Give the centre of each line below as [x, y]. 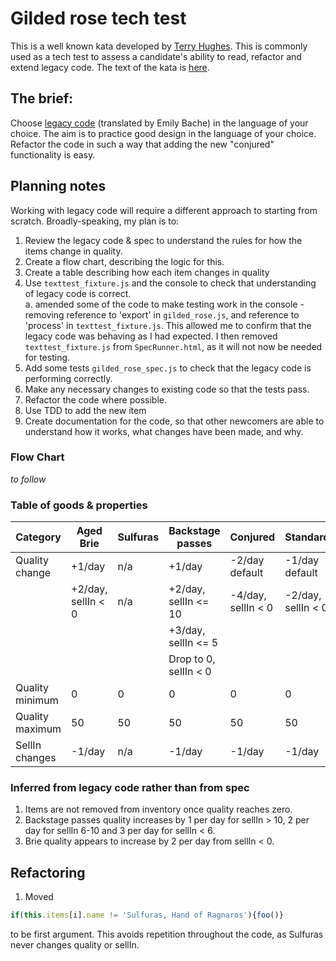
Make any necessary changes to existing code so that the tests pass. [167, 389]
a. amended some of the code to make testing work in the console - [164, 304]
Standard [307, 537]
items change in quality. [73, 251]
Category [38, 537]
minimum [37, 700]
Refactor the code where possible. [95, 399]
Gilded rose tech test [98, 18]
